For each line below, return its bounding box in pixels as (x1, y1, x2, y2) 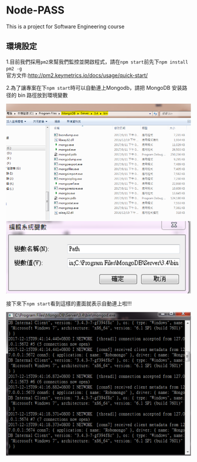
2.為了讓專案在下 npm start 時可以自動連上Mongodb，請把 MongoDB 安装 (6, 84, 182, 91)
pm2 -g (6, 66, 22, 72)
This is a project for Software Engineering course (6, 23, 125, 30)
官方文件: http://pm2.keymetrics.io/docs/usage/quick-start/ (6, 72, 148, 79)
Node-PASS (6, 4, 64, 17)
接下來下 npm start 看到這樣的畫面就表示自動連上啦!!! (6, 300, 132, 307)
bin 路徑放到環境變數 (17, 92, 69, 99)
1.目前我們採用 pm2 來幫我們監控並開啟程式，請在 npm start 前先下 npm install (6, 58, 189, 65)
